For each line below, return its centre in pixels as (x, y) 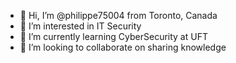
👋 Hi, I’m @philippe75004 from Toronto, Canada (118, 15)
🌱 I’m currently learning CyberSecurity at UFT (113, 36)
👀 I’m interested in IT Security (80, 26)
